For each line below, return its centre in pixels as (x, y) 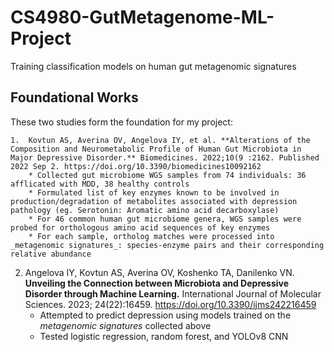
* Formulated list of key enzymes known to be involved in (154, 192)
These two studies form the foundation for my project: (121, 122)
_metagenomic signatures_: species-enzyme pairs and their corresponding (167, 245)
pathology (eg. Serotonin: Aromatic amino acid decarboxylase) (145, 210)
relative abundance (51, 254)
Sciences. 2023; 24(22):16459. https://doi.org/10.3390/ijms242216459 (170, 304)
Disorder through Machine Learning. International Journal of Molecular (173, 293)
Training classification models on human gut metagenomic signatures (153, 66)
